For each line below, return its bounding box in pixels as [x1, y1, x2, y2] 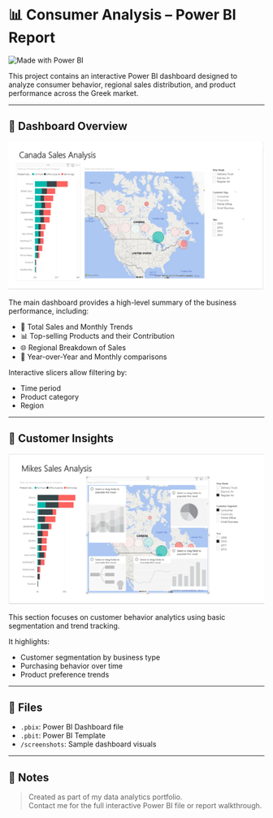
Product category [19, 392, 80, 401]
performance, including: [8, 305, 89, 316]
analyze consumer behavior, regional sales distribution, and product [8, 80, 236, 89]
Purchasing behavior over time [19, 660, 123, 670]
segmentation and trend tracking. [8, 621, 120, 630]
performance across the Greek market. [8, 88, 139, 97]
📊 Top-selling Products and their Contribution [19, 331, 175, 340]
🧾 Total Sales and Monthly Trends [19, 322, 133, 331]
